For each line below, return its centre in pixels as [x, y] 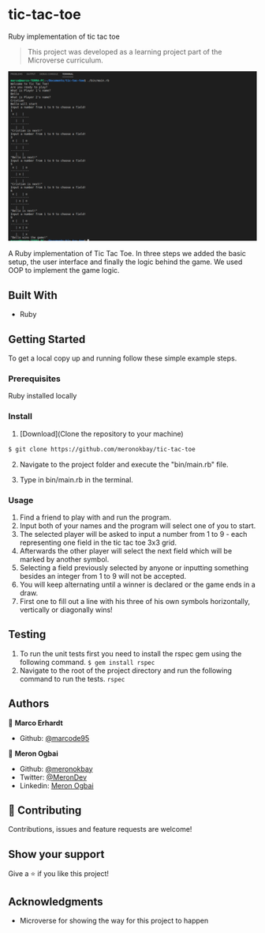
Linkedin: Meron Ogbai [56, 785]
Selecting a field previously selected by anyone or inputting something [134, 568]
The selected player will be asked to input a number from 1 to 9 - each [133, 534]
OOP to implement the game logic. [64, 270]
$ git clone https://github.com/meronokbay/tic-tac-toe [102, 449]
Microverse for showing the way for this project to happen [114, 920]
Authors [29, 704]
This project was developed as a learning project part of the [125, 51]
